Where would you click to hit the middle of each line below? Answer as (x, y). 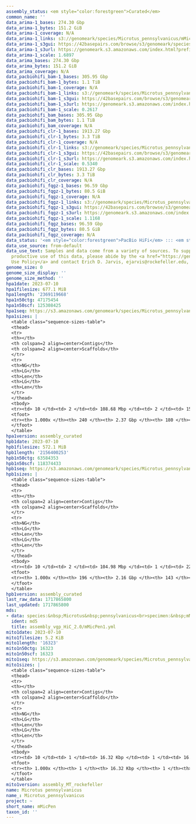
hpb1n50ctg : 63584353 (32, 458)
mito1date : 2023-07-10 (34, 632)
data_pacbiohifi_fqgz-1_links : (44, 202)
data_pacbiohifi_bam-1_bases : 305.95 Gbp (57, 77)
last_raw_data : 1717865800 (39, 600)
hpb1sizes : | (22, 474)
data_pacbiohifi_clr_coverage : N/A (49, 180)
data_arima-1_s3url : (31, 50)
